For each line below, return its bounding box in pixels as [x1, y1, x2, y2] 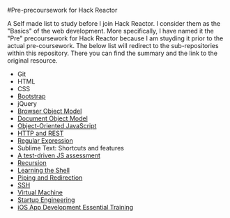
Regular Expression [17, 137, 73, 145]
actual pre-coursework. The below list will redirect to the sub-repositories [7, 42, 219, 49]
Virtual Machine [17, 188, 63, 196]
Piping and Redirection [17, 173, 83, 182]
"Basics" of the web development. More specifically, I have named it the [7, 27, 214, 35]
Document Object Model [17, 114, 89, 123]
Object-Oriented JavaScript [17, 122, 97, 130]
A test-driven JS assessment [17, 151, 101, 159]
